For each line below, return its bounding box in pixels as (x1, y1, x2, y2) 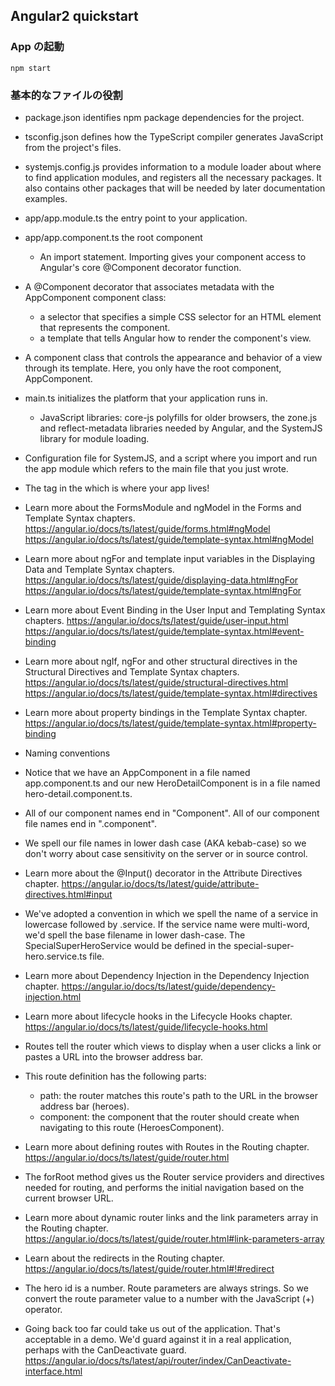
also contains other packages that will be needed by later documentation (24, 182, 326, 194)
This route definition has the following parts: (24, 1070, 207, 1082)
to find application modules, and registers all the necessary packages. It (24, 171, 322, 183)
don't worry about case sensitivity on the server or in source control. (24, 847, 308, 859)
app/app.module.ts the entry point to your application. (24, 212, 248, 224)
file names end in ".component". (24, 817, 158, 829)
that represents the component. (39, 321, 171, 333)
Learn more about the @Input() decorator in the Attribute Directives (24, 867, 303, 879)
